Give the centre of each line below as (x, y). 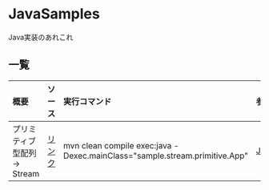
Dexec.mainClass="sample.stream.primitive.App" (155, 156)
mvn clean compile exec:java (117, 145)
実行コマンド (87, 101)
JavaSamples (54, 14)
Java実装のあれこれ (41, 37)
